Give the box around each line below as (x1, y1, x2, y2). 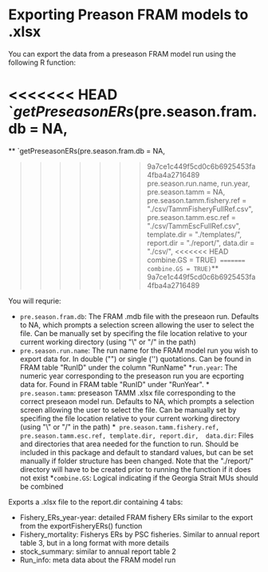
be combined (19, 482, 64, 491)
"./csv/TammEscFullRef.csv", (147, 221, 241, 230)
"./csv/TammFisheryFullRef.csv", (147, 204, 254, 214)
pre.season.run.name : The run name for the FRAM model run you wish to (19, 346, 258, 355)
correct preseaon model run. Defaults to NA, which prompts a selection (19, 396, 255, 406)
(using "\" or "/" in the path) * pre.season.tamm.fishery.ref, (19, 422, 219, 431)
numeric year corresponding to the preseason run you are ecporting (19, 370, 245, 381)
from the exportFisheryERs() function (19, 521, 143, 530)
